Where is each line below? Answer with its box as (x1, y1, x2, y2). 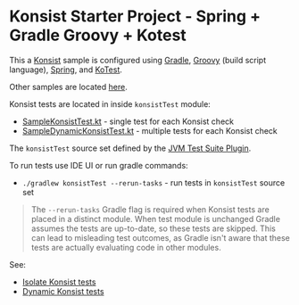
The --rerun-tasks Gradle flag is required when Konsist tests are (30, 203, 270, 215)
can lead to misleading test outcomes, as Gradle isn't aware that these (30, 232, 290, 243)
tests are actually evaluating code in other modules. (30, 242, 221, 252)
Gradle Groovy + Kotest (9, 25, 187, 45)
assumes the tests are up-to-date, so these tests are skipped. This (30, 223, 277, 234)
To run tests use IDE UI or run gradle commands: (9, 160, 189, 170)
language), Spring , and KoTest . (9, 64, 123, 75)
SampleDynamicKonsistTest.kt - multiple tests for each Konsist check (21, 125, 278, 136)
